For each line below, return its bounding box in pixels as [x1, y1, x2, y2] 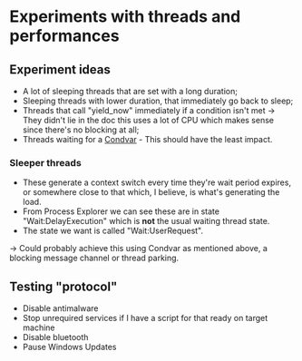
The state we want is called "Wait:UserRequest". [22, 225, 204, 237]
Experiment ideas [9, 62, 112, 77]
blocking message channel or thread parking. [9, 252, 180, 264]
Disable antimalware [22, 303, 99, 314]
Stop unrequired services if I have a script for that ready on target [22, 313, 268, 324]
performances [9, 25, 120, 46]
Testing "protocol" [9, 278, 118, 294]
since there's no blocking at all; [22, 124, 140, 135]
